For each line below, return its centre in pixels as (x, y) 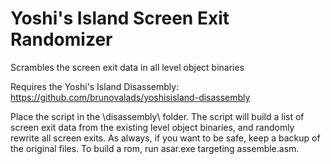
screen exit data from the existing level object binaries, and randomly (152, 127)
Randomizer (61, 39)
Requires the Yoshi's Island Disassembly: (95, 86)
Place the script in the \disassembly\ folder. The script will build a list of (157, 116)
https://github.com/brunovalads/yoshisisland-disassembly (130, 97)
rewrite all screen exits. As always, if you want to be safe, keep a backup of (165, 138)
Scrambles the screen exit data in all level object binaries (127, 67)
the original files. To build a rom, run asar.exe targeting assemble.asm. (155, 148)
